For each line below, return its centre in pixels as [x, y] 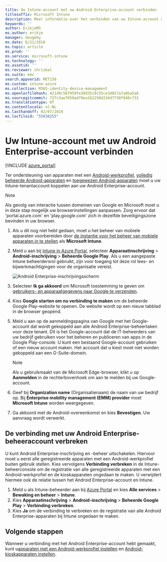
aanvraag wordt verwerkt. [39, 418]
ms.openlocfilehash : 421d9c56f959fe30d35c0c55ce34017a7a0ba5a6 [72, 93]
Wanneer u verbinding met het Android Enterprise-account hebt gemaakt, [81, 544]
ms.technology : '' [24, 61]
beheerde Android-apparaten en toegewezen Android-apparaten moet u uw [83, 180]
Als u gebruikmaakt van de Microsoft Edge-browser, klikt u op [76, 372]
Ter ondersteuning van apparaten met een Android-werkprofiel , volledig [79, 175]
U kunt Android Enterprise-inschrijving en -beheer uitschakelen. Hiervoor [80, 453]
